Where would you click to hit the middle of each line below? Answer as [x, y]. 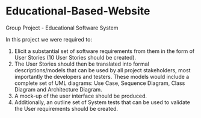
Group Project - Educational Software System [62, 28]
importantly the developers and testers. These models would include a [102, 76]
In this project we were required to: [49, 39]
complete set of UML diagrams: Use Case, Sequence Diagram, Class [100, 83]
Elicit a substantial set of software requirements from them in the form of [104, 51]
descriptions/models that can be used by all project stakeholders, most [102, 70]
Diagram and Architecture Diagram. [58, 89]
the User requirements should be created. [66, 108]
